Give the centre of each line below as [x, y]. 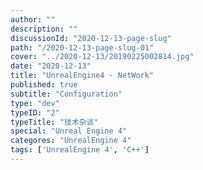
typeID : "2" [35, 112]
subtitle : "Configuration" [66, 94]
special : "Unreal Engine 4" [69, 131]
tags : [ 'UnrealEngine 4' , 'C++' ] [80, 150]
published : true [44, 85]
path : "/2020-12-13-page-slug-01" [82, 47]
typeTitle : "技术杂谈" [54, 122]
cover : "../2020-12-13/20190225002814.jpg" [102, 57]
